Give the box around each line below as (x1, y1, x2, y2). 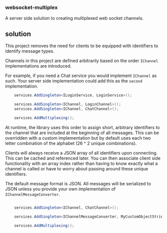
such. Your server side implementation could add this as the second (5, 78, 143, 84)
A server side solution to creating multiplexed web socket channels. (5, 15, 144, 21)
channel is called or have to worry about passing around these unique (5, 165, 148, 171)
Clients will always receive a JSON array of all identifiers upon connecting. (5, 150, 158, 155)
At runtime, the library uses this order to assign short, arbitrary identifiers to (5, 124, 160, 130)
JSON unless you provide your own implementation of (5, 186, 116, 192)
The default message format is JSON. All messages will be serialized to (5, 180, 152, 186)
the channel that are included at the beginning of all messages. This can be (5, 130, 159, 136)
